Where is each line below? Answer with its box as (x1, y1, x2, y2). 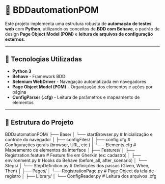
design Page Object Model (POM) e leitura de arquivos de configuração (5, 31, 153, 37)
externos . (5, 36, 26, 42)
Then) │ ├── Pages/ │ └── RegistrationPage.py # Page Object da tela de (5, 168, 154, 174)
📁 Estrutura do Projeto (5, 118, 74, 127)
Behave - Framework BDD (12, 73, 66, 79)
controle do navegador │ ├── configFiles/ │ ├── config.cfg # (5, 136, 131, 142)
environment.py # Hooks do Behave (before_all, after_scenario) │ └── (5, 157, 147, 163)
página (12, 89, 27, 95)
